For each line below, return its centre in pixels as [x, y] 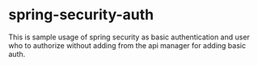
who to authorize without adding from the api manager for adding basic [127, 45]
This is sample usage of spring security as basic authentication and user [129, 37]
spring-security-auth [81, 15]
